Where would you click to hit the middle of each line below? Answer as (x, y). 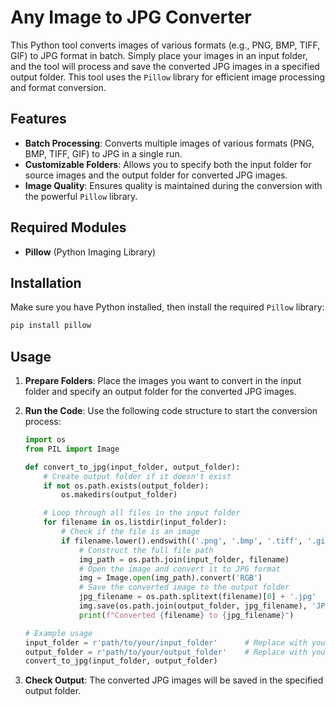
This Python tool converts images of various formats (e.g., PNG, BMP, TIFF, (165, 45)
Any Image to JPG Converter (131, 17)
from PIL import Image (72, 449)
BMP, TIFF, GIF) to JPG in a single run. (103, 153)
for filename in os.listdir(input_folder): (135, 522)
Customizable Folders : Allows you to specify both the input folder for (168, 164)
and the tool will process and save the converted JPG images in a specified (165, 66)
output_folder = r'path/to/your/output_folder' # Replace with (166, 652)
